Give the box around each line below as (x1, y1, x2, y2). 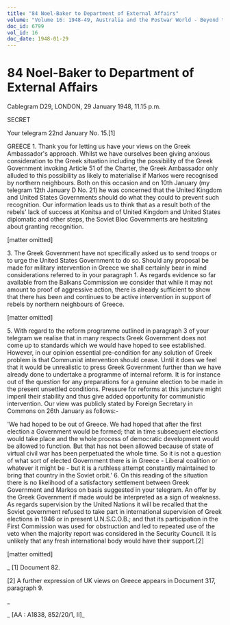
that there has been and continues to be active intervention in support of (7, 293, 212, 301)
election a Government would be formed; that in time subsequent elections (7, 427, 218, 436)
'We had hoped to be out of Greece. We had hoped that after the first (7, 420, 202, 429)
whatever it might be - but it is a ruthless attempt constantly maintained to (7, 464, 216, 472)
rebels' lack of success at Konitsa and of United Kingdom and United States (7, 208, 221, 216)
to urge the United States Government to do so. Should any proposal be (7, 257, 209, 265)
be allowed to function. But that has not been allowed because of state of (7, 442, 214, 450)
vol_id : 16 (7, 29, 38, 36)
